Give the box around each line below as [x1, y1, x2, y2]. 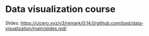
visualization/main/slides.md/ [5, 25, 67, 31]
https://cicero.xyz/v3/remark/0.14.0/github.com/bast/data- [20, 20, 144, 26]
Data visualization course [5, 3, 116, 15]
